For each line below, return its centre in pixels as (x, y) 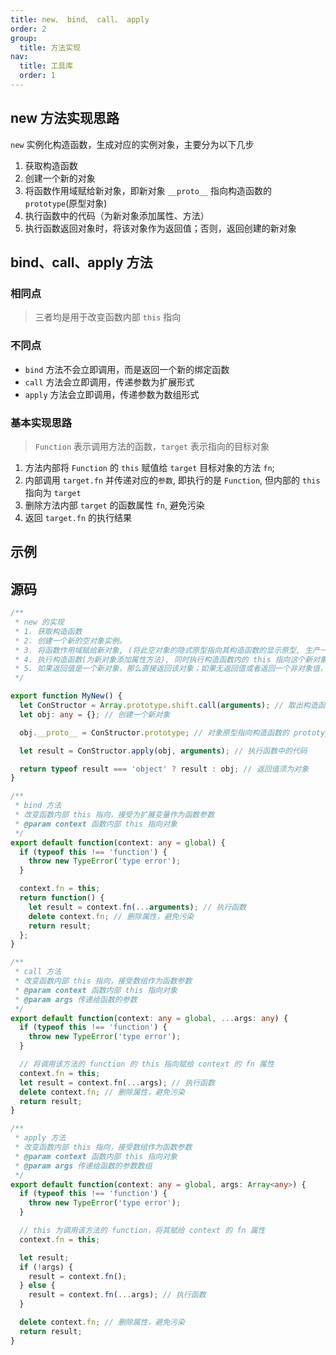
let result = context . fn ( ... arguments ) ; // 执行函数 (137, 907)
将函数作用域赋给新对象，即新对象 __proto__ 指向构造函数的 (148, 190)
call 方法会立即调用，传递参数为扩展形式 (109, 382)
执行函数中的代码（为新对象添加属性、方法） (117, 215)
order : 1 (37, 76)
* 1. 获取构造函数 (48, 631)
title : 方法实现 (50, 47)
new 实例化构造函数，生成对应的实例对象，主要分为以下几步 (132, 144)
